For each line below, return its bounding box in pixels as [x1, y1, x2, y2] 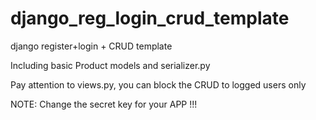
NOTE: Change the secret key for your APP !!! [10, 98, 198, 110]
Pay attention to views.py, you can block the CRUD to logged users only [10, 78, 307, 91]
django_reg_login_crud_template [10, 7, 290, 30]
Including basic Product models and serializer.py [10, 59, 211, 71]
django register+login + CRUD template [10, 40, 173, 52]
